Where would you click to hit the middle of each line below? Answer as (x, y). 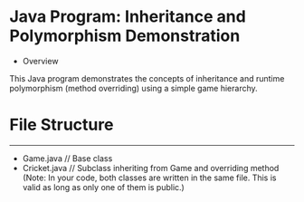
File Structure (62, 125)
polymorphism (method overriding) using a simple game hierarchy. (133, 88)
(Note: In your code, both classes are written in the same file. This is (149, 178)
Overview (40, 61)
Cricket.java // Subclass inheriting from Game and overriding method (151, 168)
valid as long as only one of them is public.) (104, 187)
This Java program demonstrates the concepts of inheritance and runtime (147, 78)
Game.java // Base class (67, 158)
